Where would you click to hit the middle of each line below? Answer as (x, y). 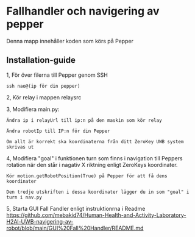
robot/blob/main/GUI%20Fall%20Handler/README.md (75, 228)
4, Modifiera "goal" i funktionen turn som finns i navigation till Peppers (94, 158)
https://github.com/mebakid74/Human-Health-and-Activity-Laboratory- (96, 215)
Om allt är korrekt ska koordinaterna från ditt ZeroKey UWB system (95, 141)
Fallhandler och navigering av (83, 11)
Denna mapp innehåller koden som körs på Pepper (70, 41)
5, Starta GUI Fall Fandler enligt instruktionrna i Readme (76, 208)
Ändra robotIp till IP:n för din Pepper (58, 131)
